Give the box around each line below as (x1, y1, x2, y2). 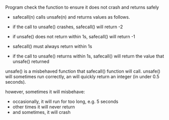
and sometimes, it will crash (12, 109, 71, 115)
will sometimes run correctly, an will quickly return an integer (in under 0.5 (5, 74, 160, 80)
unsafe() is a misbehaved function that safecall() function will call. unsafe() (5, 68, 160, 74)
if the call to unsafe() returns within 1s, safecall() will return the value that (12, 53, 164, 59)
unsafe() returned (12, 58, 49, 65)
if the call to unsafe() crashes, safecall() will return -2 (12, 24, 123, 30)
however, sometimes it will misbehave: (5, 89, 85, 95)
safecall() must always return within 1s (12, 43, 92, 49)
